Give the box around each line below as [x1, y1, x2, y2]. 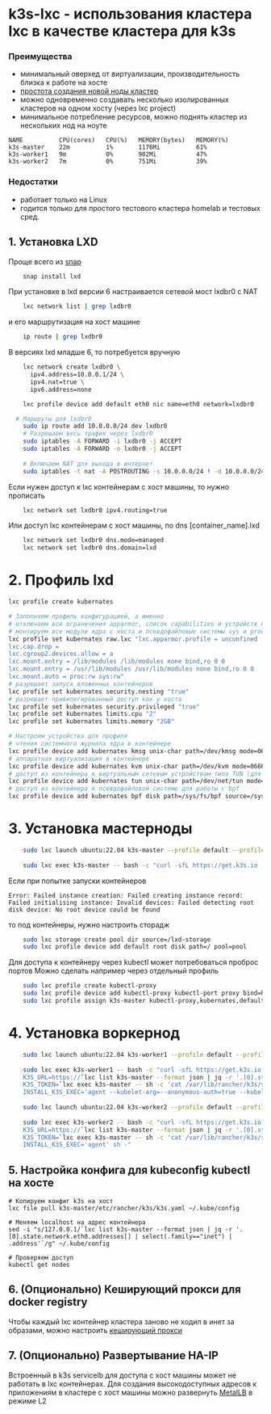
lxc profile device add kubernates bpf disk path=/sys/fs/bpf [8, 793, 222, 801]
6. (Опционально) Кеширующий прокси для [8, 1282, 242, 1297]
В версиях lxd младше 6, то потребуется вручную [8, 347, 181, 357]
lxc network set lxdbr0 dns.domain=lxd [23, 544, 157, 552]
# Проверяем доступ [8, 1254, 74, 1262]
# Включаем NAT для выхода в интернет [23, 460, 153, 468]
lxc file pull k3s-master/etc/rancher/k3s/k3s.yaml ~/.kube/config [8, 1205, 240, 1213]
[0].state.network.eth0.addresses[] [8, 1233, 131, 1241]
